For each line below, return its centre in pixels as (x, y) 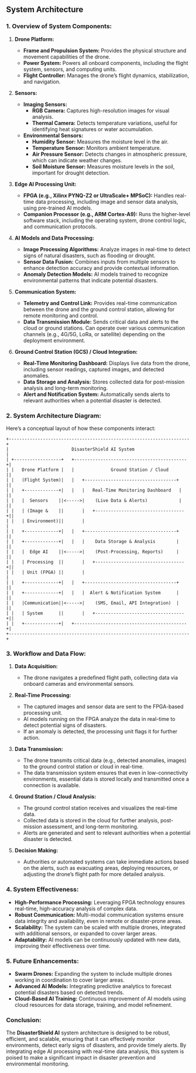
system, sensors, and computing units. (70, 69)
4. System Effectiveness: (42, 890)
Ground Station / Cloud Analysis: (55, 797)
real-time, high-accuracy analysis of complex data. (76, 908)
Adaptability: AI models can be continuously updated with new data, (98, 939)
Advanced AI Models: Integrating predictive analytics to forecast (93, 986)
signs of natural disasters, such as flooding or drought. (89, 255)
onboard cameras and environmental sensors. (79, 684)
